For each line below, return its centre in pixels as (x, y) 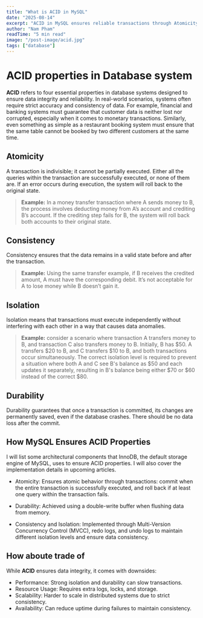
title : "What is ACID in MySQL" (47, 12)
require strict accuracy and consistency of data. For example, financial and (99, 105)
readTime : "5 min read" (36, 35)
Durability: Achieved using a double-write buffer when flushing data (99, 506)
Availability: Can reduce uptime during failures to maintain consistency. (103, 608)
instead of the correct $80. (55, 377)
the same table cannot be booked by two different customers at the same (98, 131)
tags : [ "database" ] (31, 46)
